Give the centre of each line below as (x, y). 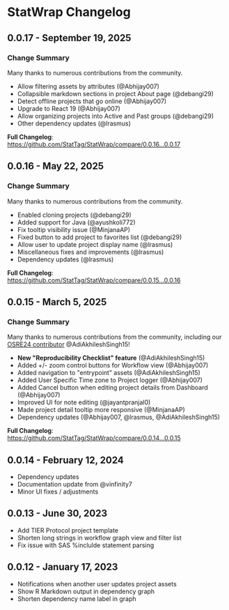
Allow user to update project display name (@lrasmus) (95, 244)
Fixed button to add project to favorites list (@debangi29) (100, 237)
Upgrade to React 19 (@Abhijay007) (69, 108)
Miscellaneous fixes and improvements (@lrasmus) (90, 252)
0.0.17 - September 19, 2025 (69, 38)
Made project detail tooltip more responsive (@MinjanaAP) (101, 410)
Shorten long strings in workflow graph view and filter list (100, 537)
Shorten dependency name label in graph (77, 598)
